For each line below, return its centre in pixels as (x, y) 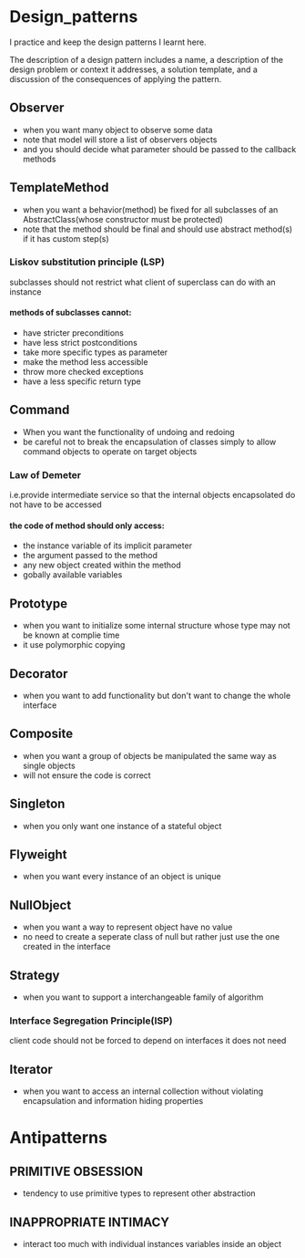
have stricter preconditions (73, 333)
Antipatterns (58, 1138)
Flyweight (38, 855)
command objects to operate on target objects (110, 451)
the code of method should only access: (87, 525)
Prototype (39, 603)
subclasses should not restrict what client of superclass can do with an (142, 282)
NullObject (41, 905)
